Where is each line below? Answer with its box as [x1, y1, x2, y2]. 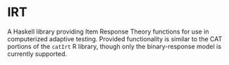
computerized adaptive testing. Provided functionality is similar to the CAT [7, 34, 223, 43]
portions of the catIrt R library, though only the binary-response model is [7, 42, 222, 50]
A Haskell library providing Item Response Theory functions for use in [7, 27, 209, 36]
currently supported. [7, 50, 67, 58]
